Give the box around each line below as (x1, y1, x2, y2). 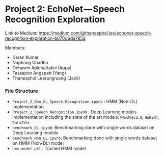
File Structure (5, 87, 38, 94)
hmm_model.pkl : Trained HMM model (12, 146, 86, 152)
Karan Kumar (12, 54, 39, 60)
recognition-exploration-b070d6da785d (5, 35, 86, 41)
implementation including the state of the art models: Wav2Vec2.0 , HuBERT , (12, 114, 160, 120)
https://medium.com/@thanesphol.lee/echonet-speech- (38, 30, 152, 36)
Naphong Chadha (12, 59, 48, 65)
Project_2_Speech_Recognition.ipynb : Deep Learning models (12, 109, 137, 115)
